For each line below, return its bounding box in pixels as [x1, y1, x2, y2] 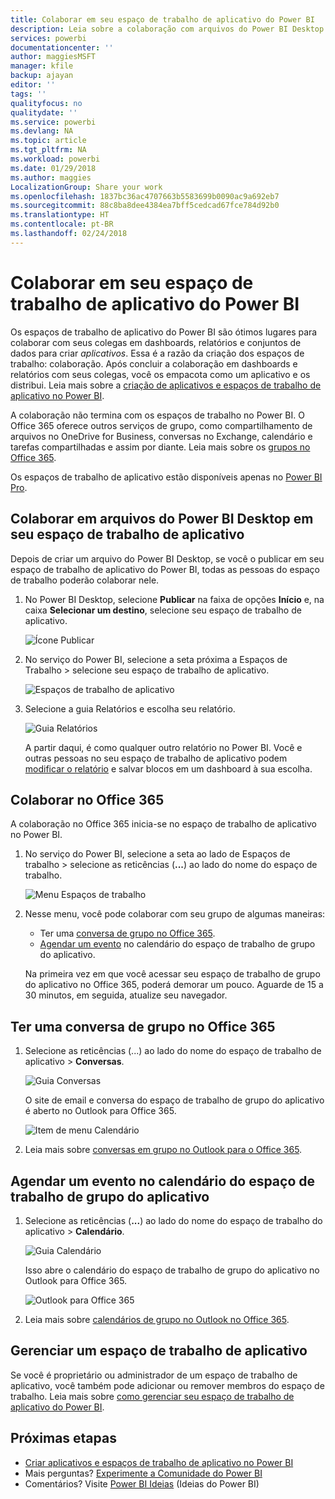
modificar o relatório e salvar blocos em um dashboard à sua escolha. [24, 762, 313, 775]
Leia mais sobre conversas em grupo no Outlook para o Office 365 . [24, 1144, 303, 1156]
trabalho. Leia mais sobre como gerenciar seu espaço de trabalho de [10, 1390, 295, 1402]
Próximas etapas [10, 1430, 117, 1447]
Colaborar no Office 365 [10, 791, 165, 808]
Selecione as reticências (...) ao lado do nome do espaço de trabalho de [24, 1045, 322, 1057]
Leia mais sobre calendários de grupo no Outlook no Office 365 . [24, 1313, 290, 1325]
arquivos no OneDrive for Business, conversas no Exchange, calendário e [10, 430, 313, 442]
